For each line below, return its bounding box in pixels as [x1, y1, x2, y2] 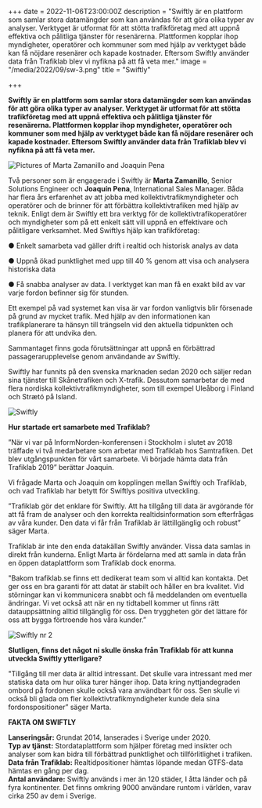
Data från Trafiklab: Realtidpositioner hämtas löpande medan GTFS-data [8, 758, 244, 767]
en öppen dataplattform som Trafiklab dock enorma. [8, 559, 177, 567]
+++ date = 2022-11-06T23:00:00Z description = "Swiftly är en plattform [8, 7, 243, 16]
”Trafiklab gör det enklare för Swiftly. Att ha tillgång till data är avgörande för [8, 501, 254, 511]
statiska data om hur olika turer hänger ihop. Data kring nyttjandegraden [8, 678, 241, 686]
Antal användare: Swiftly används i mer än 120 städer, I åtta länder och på [8, 774, 248, 784]
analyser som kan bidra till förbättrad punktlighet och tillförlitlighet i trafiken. [8, 749, 253, 759]
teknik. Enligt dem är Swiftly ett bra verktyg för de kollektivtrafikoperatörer [8, 209, 248, 218]
